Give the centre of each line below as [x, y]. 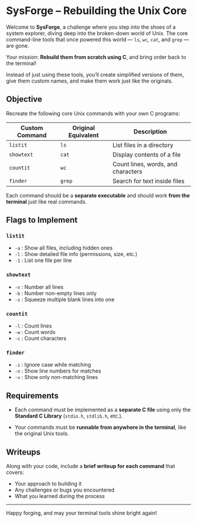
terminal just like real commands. [46, 202]
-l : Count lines [33, 326]
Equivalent [84, 135]
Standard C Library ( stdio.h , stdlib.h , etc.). [69, 416]
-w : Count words [35, 332]
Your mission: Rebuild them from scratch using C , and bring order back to [96, 57]
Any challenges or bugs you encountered [64, 490]
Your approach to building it [48, 483]
